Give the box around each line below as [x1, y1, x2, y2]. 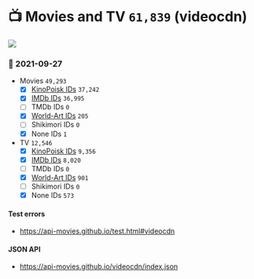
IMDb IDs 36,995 [31, 94, 85, 103]
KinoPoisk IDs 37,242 [31, 85, 100, 94]
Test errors [8, 209, 46, 218]
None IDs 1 [31, 129, 68, 138]
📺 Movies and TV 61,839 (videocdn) [8, 8, 248, 26]
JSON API [8, 244, 41, 254]
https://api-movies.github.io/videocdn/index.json [19, 262, 179, 271]
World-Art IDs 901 [31, 172, 89, 182]
